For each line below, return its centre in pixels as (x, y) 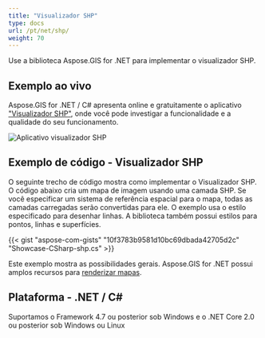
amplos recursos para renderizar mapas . (75, 272)
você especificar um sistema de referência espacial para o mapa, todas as (131, 199)
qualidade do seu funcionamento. (63, 122)
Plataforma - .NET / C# (66, 298)
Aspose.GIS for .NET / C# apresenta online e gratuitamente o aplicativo (125, 105)
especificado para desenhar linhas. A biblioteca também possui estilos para (133, 216)
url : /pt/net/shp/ (39, 30)
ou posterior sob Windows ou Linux (67, 325)
